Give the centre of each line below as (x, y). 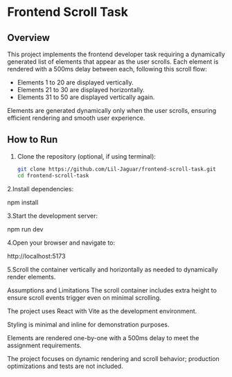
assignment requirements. (44, 345)
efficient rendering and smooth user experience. (76, 118)
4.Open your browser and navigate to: (61, 243)
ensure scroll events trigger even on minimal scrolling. (84, 297)
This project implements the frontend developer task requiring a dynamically (116, 54)
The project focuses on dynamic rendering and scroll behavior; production (113, 358)
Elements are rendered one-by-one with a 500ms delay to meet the (103, 337)
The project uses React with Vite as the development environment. (102, 311)
